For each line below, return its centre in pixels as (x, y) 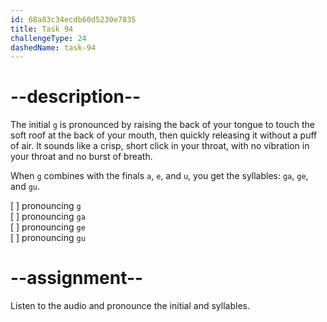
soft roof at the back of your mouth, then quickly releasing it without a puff (164, 135)
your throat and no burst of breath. (81, 157)
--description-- (76, 97)
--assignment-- (77, 278)
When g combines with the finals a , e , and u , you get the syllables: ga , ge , (159, 176)
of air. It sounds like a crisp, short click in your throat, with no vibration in (160, 146)
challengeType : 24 (48, 38)
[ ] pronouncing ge (48, 227)
